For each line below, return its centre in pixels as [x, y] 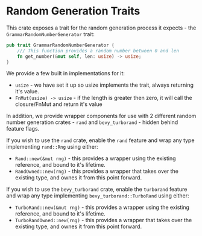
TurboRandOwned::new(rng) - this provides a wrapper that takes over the [103, 220]
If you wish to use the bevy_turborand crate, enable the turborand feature [97, 189]
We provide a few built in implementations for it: [66, 73]
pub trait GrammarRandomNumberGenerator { [60, 45]
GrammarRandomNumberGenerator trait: [51, 34]
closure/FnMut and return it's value [58, 104]
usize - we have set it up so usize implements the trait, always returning [104, 85]
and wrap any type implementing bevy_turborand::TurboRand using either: [98, 196]
